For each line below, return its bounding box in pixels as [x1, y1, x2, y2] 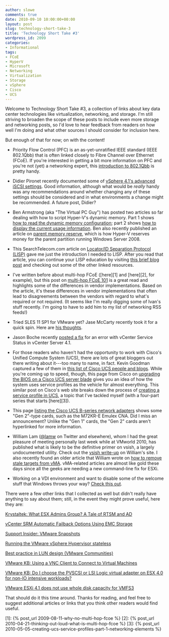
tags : [5, 50, 17, 55]
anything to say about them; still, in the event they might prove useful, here [5, 496, 160, 502]
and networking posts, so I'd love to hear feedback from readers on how [5, 122, 155, 128]
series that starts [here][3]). [12, 398, 70, 404]
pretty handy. [12, 168, 41, 174]
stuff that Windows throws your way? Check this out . [12, 481, 122, 487]
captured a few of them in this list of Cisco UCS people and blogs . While [12, 366, 162, 372]
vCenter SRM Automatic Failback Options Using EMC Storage [5, 521, 133, 527]
